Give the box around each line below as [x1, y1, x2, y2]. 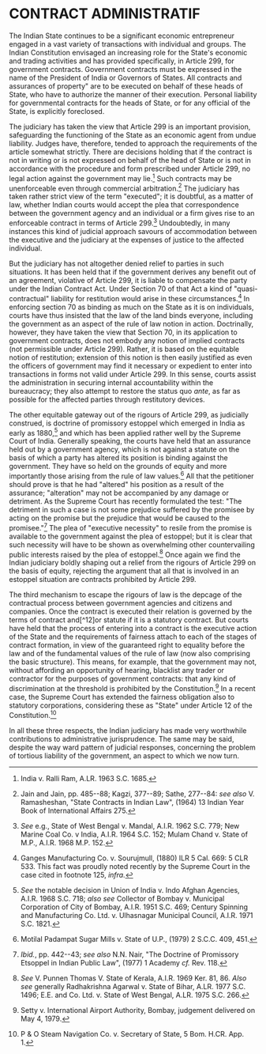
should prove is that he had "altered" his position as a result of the [9, 479, 224, 489]
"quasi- [233, 284, 259, 293]
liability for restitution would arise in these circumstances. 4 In [51, 292, 250, 303]
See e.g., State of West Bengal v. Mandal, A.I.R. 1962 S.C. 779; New [20, 821, 240, 830]
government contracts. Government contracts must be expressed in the [9, 64, 242, 74]
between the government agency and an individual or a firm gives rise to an [9, 209, 255, 218]
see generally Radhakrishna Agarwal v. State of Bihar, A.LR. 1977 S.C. [20, 981, 246, 991]
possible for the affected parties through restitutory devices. [9, 395, 205, 404]
